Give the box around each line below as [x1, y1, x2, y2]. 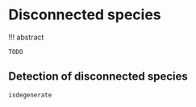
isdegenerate [8, 91, 52, 99]
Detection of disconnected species [8, 70, 188, 84]
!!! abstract [8, 32, 44, 42]
